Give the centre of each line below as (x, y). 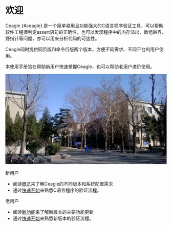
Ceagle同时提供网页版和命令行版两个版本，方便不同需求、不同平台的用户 (82, 49)
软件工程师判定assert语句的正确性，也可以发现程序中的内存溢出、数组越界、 (86, 32)
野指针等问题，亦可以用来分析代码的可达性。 (52, 38)
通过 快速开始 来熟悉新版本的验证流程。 (53, 218)
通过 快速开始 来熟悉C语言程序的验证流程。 (57, 190)
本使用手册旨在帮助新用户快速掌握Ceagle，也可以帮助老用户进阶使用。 (80, 66)
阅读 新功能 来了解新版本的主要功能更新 (53, 212)
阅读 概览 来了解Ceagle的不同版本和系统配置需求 (63, 184)
